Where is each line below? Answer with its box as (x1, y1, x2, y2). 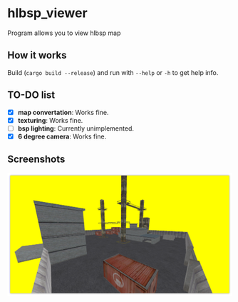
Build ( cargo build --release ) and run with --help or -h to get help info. (7, 68, 219, 76)
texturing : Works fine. (17, 116, 83, 124)
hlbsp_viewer (7, 5, 88, 21)
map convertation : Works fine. (17, 108, 109, 116)
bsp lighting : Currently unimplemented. (17, 124, 134, 133)
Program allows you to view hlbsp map (7, 29, 121, 37)
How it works (7, 49, 67, 61)
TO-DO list (7, 89, 56, 101)
